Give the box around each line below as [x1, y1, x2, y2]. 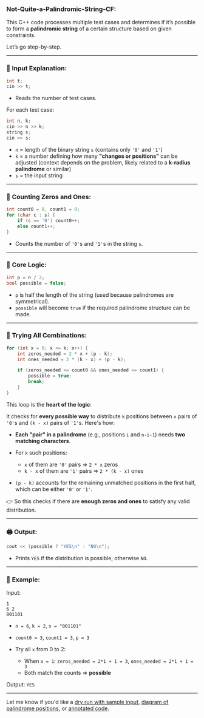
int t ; [6, 78, 23, 84]
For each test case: [6, 106, 55, 113]
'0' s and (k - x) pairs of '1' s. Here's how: [6, 419, 115, 426]
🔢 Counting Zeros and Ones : [6, 192, 91, 201]
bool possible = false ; [6, 280, 67, 286]
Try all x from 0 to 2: [15, 646, 66, 653]
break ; [28, 379, 45, 385]
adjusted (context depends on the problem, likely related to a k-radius [15, 158, 191, 166]
